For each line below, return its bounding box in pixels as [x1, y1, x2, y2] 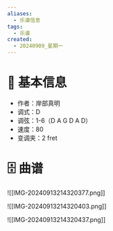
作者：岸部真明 [17, 99, 60, 107]
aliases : [7, 10, 33, 17]
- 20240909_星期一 [13, 42, 64, 49]
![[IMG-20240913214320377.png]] [7, 189, 105, 197]
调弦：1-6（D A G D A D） [17, 116, 92, 125]
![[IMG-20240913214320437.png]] [7, 215, 106, 223]
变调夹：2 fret [17, 134, 58, 142]
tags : [7, 23, 23, 30]
